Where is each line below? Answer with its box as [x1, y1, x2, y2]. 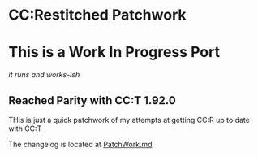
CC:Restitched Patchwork [8, 6, 187, 24]
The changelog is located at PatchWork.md [8, 139, 153, 149]
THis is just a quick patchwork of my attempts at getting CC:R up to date [8, 115, 250, 124]
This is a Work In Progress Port [8, 43, 221, 62]
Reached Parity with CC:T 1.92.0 [8, 94, 176, 107]
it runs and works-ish [8, 70, 80, 80]
